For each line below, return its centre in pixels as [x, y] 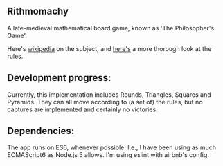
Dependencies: [41, 131]
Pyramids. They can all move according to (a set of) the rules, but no [105, 102]
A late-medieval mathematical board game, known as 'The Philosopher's [111, 28]
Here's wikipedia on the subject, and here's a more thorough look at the [109, 48]
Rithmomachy [38, 11]
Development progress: [59, 78]
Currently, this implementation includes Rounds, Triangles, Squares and [109, 94]
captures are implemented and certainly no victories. [82, 109]
